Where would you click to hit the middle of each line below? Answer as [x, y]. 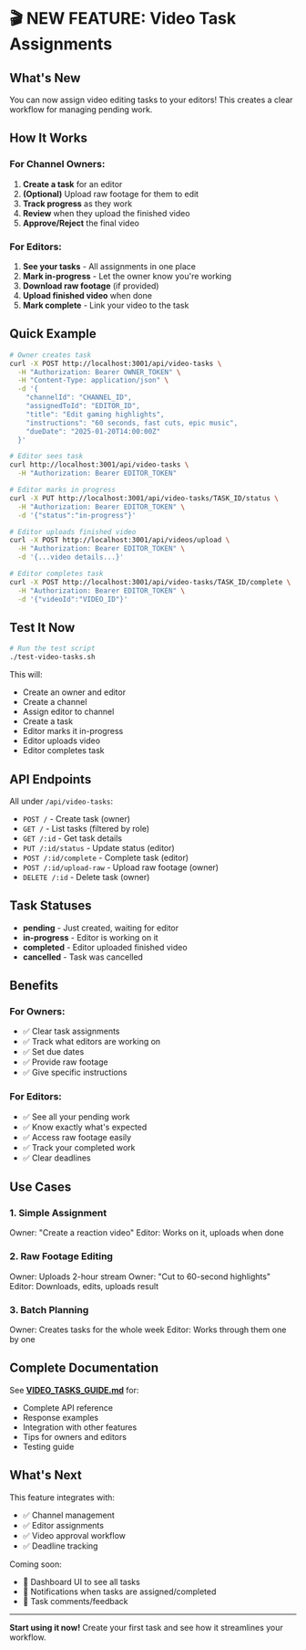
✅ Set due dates [53, 1052]
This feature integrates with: [62, 1497]
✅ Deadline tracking [60, 1546]
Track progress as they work [77, 204]
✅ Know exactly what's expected [85, 1127]
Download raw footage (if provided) [91, 286]
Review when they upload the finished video [106, 213]
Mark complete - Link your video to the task [106, 305]
